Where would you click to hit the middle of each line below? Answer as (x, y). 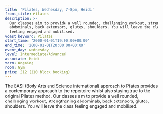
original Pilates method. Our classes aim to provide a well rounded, (72, 96)
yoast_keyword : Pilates (29, 37)
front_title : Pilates (27, 14)
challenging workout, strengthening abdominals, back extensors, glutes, (77, 101)
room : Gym (15, 68)
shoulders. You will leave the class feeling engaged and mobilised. (71, 106)
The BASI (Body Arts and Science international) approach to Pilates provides (81, 86)
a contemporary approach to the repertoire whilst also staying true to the (78, 91)
